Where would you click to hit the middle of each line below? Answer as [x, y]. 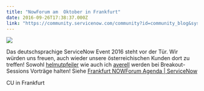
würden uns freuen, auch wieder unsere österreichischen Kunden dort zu [98, 58]
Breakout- [173, 65]
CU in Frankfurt [25, 83]
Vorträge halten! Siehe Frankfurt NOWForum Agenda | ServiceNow [114, 71]
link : [13, 23]
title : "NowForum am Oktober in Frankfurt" [63, 12]
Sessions [18, 71]
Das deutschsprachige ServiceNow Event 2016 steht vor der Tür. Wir [92, 52]
